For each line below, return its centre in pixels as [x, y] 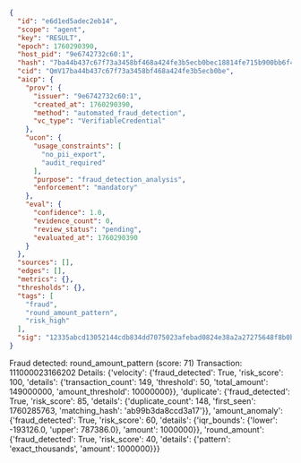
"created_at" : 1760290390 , [83, 104]
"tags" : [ [35, 296]
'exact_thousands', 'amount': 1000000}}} [85, 449]
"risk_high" [47, 321]
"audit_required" [73, 163]
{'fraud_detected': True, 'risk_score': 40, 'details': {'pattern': [120, 439]
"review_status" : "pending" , [87, 229]
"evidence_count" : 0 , [73, 221]
